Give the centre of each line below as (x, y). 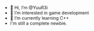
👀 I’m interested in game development (50, 13)
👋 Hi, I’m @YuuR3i (29, 8)
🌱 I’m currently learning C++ (39, 18)
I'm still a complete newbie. (38, 23)
